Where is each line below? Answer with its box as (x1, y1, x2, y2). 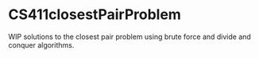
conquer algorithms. (8, 40, 75, 49)
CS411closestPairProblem (8, 6, 181, 24)
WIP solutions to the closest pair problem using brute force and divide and (8, 32, 252, 41)
